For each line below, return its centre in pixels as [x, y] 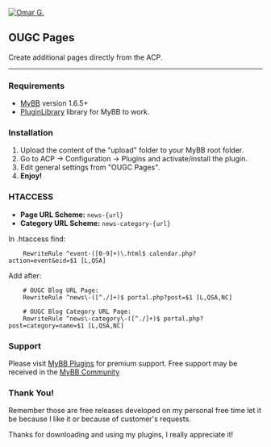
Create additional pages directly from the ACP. [85, 57]
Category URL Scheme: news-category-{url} [95, 223]
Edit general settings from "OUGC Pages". [90, 167]
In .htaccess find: [37, 239]
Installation [31, 133]
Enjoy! [31, 176]
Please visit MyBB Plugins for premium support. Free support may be [123, 363]
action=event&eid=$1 [43, 261]
